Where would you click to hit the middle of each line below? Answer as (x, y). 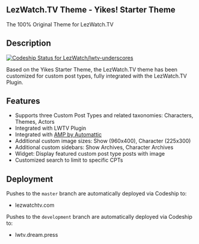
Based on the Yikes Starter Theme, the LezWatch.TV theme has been (92, 69)
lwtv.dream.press (36, 235)
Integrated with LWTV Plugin (51, 128)
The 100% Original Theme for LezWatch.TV (60, 24)
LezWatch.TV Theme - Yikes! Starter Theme (91, 10)
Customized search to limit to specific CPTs (69, 160)
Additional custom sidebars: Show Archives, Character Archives (94, 147)
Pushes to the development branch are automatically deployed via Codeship (99, 217)
